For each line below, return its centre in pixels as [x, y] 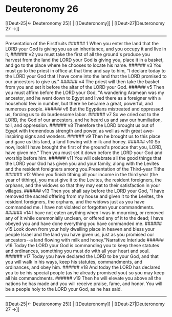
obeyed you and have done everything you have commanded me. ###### [84, 223]
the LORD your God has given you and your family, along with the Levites [82, 163]
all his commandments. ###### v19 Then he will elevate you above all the [83, 278]
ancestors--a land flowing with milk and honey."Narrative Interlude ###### [85, 240]
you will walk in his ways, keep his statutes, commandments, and [74, 262]
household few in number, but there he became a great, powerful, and [79, 103]
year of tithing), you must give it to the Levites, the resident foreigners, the [84, 180]
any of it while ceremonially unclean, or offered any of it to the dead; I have [84, 218]
